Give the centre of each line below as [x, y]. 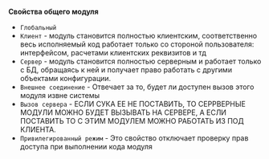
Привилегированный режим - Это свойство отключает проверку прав [134, 138]
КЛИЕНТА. [38, 129]
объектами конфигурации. [65, 78]
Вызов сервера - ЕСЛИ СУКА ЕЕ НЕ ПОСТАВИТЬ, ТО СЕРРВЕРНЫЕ [133, 104]
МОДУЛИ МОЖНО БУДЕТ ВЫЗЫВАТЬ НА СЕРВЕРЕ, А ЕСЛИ [123, 112]
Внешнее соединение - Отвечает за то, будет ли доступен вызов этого [137, 87]
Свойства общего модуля [53, 12]
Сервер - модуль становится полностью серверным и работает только [141, 61]
